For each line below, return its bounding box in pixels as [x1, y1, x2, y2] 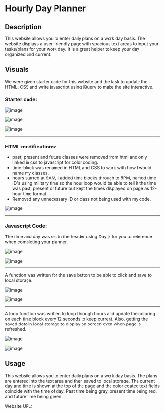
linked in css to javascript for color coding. [12, 159, 98, 165]
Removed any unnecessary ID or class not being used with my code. [12, 196, 151, 202]
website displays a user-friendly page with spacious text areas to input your [5, 41, 159, 47]
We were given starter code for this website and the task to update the [5, 78, 148, 84]
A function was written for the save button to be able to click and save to [5, 272, 152, 278]
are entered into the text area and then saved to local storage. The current [5, 378, 155, 383]
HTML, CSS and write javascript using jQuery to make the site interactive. [5, 84, 154, 89]
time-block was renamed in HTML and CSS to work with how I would [12, 165, 152, 171]
